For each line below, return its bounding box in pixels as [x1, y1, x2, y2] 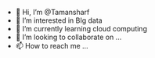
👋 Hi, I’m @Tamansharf [15, 8, 90, 16]
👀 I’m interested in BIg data [15, 16, 103, 25]
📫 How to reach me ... [15, 42, 88, 50]
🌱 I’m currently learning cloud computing [15, 24, 147, 33]
